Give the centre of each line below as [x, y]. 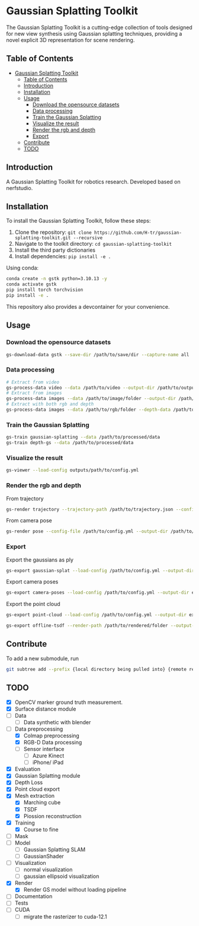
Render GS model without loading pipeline [75, 890]
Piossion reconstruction [52, 816]
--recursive [88, 238]
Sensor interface [44, 749]
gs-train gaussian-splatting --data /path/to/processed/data [83, 437]
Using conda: [23, 268]
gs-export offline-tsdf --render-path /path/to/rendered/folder [87, 626]
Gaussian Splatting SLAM [54, 849]
